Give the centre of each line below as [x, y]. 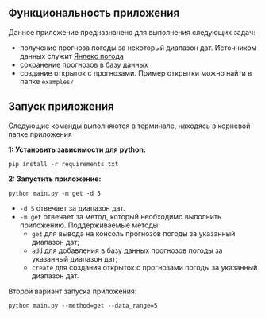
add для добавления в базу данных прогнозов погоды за [127, 250]
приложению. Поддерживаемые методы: [90, 225]
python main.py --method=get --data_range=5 [83, 305]
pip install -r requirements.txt [63, 164]
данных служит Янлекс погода [72, 56]
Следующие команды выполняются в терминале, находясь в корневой [129, 126]
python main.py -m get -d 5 [55, 193]
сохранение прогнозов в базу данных [84, 64]
